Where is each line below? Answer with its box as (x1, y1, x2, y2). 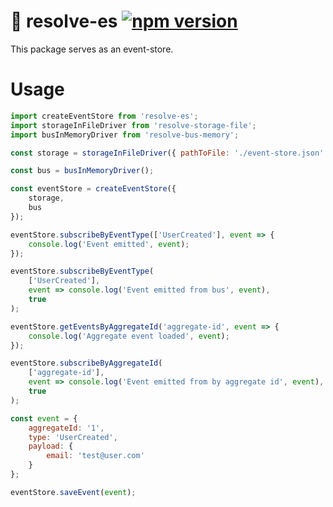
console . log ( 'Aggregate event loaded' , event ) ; (28, 331, 230, 341)
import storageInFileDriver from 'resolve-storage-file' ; (10, 120, 257, 130)
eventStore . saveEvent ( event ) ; (10, 487, 137, 497)
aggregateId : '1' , (28, 423, 105, 433)
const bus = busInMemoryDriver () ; (10, 166, 155, 176)
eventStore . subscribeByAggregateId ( (10, 358, 163, 369)
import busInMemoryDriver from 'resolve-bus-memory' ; (10, 130, 240, 140)
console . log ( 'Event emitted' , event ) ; (28, 239, 190, 249)
